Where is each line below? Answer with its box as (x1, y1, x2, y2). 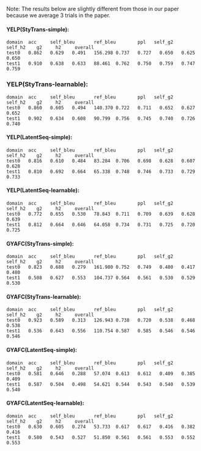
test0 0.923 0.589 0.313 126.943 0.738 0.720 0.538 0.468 (6, 317, 196, 323)
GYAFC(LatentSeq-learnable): (6, 400, 84, 407)
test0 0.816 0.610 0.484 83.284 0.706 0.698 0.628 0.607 (6, 158, 196, 164)
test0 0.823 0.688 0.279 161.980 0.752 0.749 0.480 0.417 (6, 264, 196, 271)
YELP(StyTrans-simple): (6, 26, 70, 33)
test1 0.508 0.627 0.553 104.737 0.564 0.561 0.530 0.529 (6, 275, 196, 281)
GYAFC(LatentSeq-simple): (6, 346, 78, 353)
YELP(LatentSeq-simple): (6, 134, 73, 141)
